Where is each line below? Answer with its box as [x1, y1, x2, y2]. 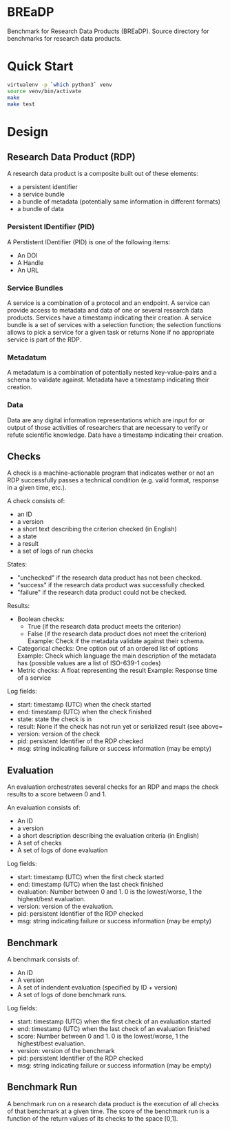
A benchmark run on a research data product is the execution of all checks [7, 1099, 219, 1108]
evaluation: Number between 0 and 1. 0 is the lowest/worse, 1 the [17, 887, 202, 896]
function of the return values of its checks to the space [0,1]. [7, 1114, 178, 1122]
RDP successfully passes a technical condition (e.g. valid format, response [7, 476, 219, 484]
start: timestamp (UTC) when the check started [17, 700, 151, 709]
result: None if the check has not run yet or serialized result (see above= [17, 723, 223, 731]
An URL [17, 266, 39, 274]
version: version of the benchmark [17, 1047, 115, 1054]
